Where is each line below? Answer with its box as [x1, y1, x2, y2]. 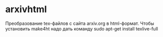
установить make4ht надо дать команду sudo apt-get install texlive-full [5, 25, 158, 31]
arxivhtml [5, 4, 47, 15]
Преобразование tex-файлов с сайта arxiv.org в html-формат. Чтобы [5, 20, 154, 26]
